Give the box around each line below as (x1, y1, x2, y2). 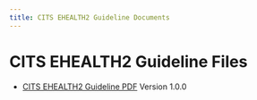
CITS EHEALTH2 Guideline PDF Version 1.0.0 (21, 81, 187, 92)
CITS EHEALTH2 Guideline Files (9, 51, 248, 71)
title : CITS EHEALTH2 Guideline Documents (9, 12, 170, 22)
